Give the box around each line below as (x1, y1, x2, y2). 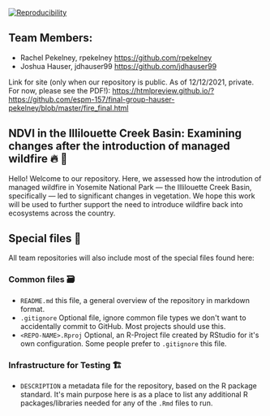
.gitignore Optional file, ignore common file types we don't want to (19, 313, 246, 323)
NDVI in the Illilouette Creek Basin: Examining (8, 127, 242, 141)
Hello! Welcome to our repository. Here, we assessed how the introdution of (8, 173, 262, 183)
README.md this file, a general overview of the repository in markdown (19, 295, 250, 305)
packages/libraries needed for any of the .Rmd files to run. (19, 398, 213, 408)
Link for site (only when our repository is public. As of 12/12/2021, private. (8, 77, 255, 87)
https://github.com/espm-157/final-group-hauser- (8, 94, 175, 104)
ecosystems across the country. (8, 208, 116, 218)
